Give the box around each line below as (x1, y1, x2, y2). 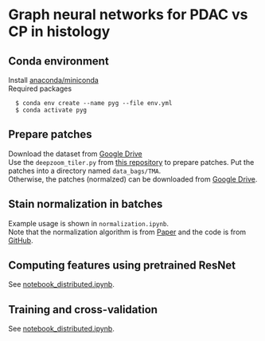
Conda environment (8, 54, 109, 68)
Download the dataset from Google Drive (8, 149, 143, 159)
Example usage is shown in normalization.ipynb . (8, 218, 170, 228)
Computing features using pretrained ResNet (8, 259, 236, 272)
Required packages (8, 84, 72, 93)
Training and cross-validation (8, 303, 158, 316)
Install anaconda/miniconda (8, 76, 99, 84)
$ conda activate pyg (15, 106, 88, 114)
